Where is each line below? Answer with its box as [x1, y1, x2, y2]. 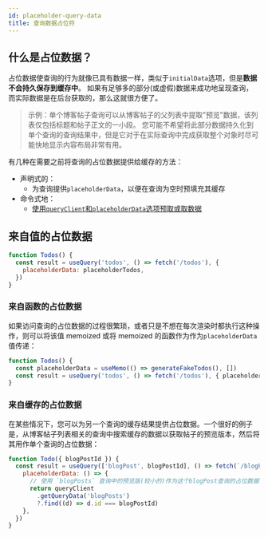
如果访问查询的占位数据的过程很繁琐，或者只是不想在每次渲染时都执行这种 [8, 321, 253, 330]
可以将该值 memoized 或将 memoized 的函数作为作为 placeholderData [29, 330, 258, 340]
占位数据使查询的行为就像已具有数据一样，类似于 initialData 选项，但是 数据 [8, 73, 258, 83]
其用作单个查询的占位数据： [8, 439, 100, 448]
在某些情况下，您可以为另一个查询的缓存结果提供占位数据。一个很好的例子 [8, 419, 253, 428]
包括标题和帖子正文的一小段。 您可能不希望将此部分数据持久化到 [41, 120, 254, 130]
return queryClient [29, 484, 94, 493]
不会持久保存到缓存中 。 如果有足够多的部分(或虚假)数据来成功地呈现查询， [8, 83, 254, 93]
